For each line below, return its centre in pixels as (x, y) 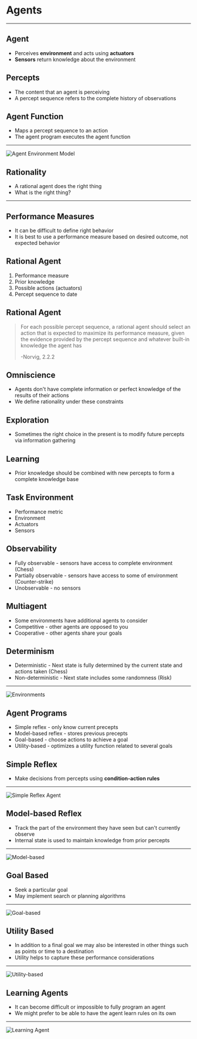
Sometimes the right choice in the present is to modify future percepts (99, 434)
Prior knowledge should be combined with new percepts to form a (94, 473)
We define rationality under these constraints (69, 401)
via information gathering (45, 441)
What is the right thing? (43, 193)
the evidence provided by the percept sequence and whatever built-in (105, 339)
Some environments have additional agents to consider (81, 620)
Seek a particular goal (41, 890)
